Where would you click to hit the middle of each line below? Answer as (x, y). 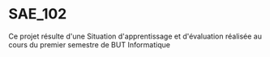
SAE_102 (38, 14)
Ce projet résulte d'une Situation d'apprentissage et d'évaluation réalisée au (135, 36)
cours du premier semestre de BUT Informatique (89, 44)
